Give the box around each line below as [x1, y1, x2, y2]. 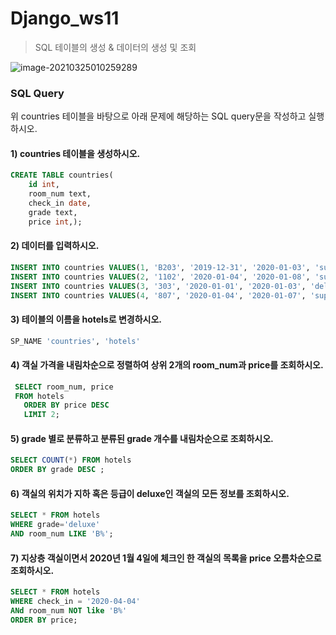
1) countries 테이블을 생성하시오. [10, 147, 141, 159]
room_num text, [28, 189, 92, 199]
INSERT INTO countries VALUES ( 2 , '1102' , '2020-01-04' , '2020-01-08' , [10, 272, 311, 282]
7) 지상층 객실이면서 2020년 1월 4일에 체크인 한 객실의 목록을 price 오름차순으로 [10, 552, 322, 564]
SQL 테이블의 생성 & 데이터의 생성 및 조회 [34, 41, 197, 53]
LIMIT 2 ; [23, 410, 60, 420]
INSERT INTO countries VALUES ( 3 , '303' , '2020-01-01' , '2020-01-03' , [10, 281, 307, 291]
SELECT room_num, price [14, 382, 114, 392]
